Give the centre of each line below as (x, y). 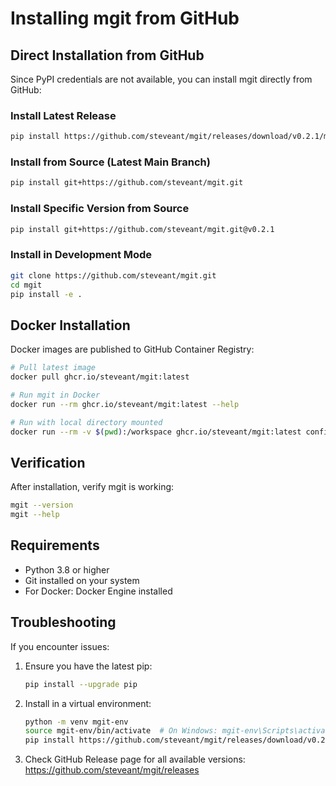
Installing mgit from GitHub (125, 18)
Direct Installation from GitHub (107, 55)
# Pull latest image (53, 368)
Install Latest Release (63, 115)
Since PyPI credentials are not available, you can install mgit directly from (161, 79)
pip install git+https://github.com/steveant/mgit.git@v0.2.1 (142, 229)
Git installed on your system (82, 580)
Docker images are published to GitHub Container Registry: (132, 349)
